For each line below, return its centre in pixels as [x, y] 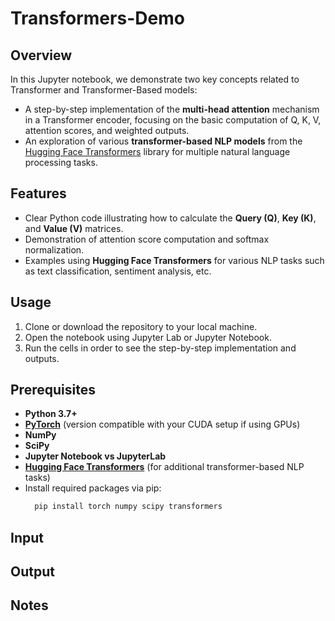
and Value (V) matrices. [74, 228]
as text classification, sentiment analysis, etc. [118, 271]
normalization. [54, 249]
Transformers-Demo [97, 18]
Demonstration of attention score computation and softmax [147, 239]
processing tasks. [61, 162]
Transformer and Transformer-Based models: [104, 90]
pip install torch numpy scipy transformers [128, 507]
